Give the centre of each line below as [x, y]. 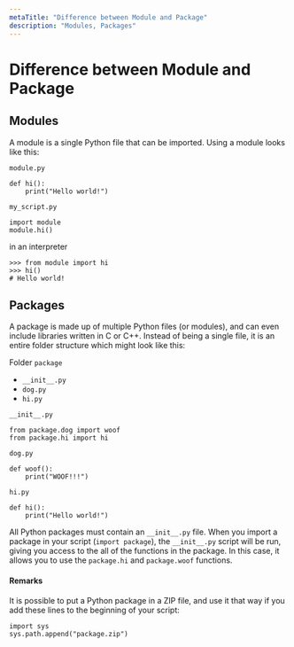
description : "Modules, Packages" [73, 26]
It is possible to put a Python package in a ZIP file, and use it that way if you [147, 600]
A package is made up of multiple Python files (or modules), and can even [144, 327]
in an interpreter [39, 246]
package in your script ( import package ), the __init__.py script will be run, [145, 542]
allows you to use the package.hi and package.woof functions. [121, 560]
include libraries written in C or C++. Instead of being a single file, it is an [142, 336]
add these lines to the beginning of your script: [94, 610]
